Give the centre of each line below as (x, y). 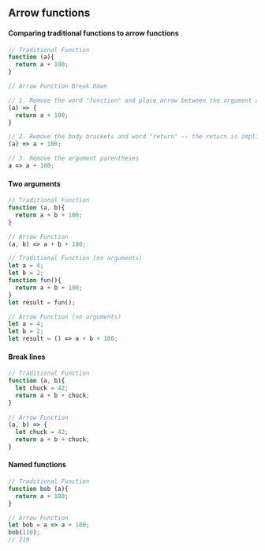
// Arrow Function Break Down (58, 86)
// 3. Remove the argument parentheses (74, 159)
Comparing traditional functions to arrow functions (93, 33)
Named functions (37, 465)
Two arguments (34, 183)
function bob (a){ (38, 489)
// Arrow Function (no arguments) (65, 317)
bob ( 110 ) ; (24, 533)
